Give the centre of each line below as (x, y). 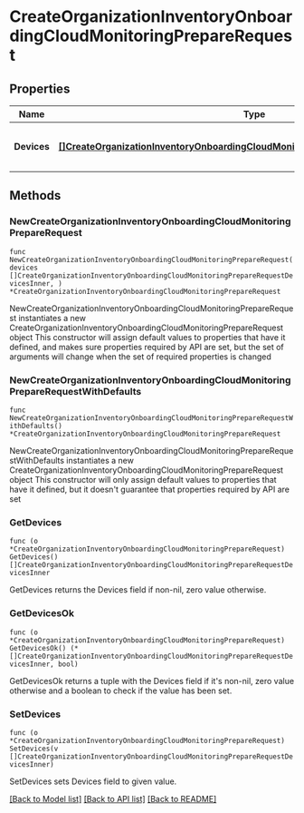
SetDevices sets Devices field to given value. (93, 781)
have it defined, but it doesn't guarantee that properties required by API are (149, 489)
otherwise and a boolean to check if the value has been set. (121, 691)
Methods (35, 196)
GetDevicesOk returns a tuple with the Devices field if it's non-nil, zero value (152, 681)
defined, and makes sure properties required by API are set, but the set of (147, 347)
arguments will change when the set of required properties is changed (140, 357)
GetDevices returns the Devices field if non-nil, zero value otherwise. (138, 590)
